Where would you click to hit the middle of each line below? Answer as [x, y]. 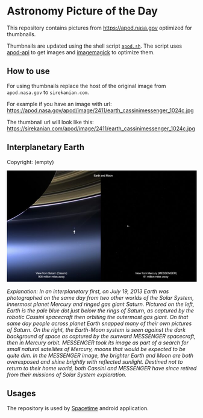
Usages [21, 394]
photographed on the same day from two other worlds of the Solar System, [101, 298]
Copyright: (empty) [30, 162]
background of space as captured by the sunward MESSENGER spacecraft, [101, 337]
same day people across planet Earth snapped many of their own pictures [99, 323]
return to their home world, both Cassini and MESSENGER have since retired [102, 369]
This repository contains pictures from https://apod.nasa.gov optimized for [99, 28]
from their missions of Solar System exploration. [67, 375]
